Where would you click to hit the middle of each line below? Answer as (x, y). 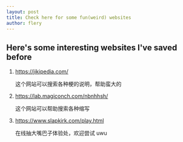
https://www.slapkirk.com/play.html (59, 121)
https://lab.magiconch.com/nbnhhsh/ (62, 96)
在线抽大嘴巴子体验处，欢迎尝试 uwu (61, 133)
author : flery (24, 23)
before (19, 57)
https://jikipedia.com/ (42, 72)
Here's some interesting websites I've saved (92, 47)
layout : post (23, 12)
